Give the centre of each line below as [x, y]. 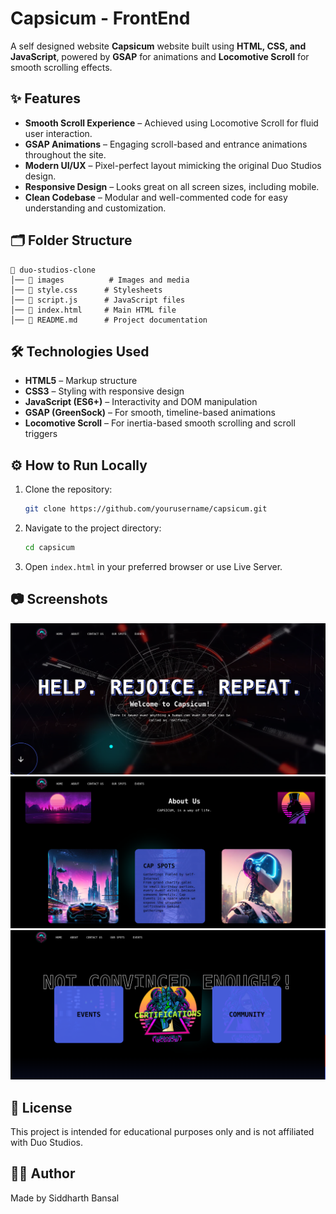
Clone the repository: [68, 489]
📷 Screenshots [59, 599]
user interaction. [58, 133]
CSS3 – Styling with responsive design [104, 391]
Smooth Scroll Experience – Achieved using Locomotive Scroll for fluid [171, 123]
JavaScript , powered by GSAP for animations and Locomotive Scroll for [160, 56]
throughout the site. [65, 154]
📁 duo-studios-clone [53, 270]
